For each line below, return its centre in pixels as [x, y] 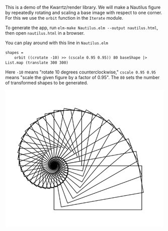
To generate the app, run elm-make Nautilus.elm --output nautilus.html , [82, 28]
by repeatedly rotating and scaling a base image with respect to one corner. [84, 13]
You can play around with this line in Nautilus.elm [57, 43]
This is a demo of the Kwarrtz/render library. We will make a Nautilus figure [83, 7]
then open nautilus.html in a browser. [45, 33]
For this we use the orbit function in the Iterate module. [64, 18]
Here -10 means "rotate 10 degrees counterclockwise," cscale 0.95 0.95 [80, 72]
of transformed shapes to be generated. [47, 83]
